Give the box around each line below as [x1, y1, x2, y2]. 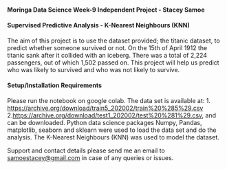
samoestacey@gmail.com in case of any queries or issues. [7, 154, 174, 161]
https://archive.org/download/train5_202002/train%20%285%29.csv [7, 104, 204, 112]
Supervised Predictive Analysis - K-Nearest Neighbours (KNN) [7, 21, 191, 30]
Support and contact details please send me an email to [7, 146, 165, 155]
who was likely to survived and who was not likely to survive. [7, 65, 180, 74]
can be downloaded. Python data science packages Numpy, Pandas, [7, 119, 202, 126]
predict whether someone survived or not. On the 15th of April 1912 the [7, 43, 208, 52]
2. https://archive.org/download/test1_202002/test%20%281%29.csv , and [7, 111, 217, 120]
